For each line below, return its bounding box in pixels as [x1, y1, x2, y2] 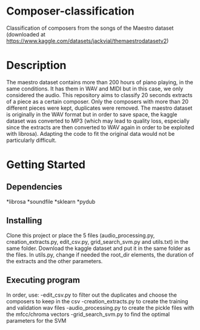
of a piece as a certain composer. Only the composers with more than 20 [6, 98, 189, 105]
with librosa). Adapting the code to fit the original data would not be [6, 130, 175, 137]
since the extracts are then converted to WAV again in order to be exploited [6, 123, 195, 131]
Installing [6, 215, 42, 226]
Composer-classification [6, 4, 135, 18]
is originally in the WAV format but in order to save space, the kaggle [6, 110, 178, 118]
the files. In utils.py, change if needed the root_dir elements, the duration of [6, 251, 194, 258]
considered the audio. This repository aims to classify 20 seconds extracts [6, 91, 193, 98]
